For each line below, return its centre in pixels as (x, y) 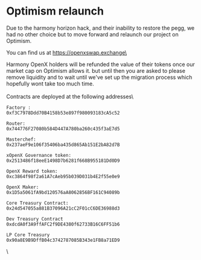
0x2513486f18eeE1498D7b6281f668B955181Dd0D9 (63, 161)
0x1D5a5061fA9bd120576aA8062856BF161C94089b (63, 192)
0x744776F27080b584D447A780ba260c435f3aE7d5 (63, 128)
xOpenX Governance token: (39, 155)
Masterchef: (21, 139)
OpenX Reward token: (32, 171)
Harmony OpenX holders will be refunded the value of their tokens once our (101, 64)
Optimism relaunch (55, 11)
